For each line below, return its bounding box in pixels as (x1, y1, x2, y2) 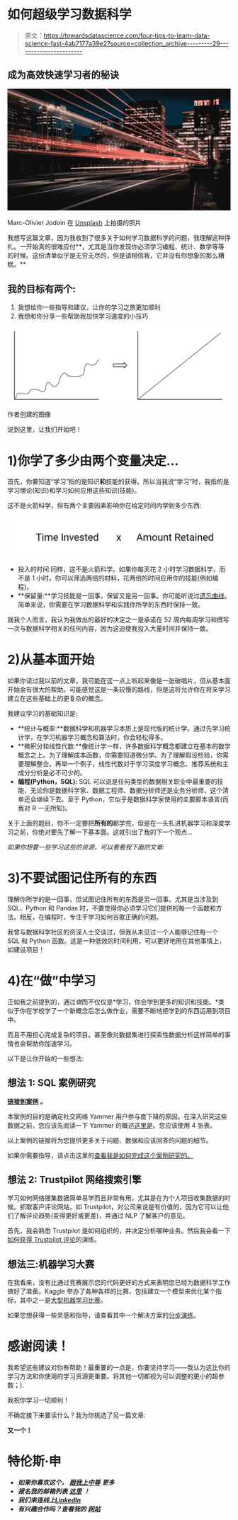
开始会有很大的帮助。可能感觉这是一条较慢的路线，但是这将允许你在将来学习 (7, 685, 231, 694)
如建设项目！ (7, 945, 45, 954)
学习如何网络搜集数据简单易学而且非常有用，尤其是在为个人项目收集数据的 (7, 1194, 225, 1202)
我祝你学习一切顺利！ (7, 1396, 69, 1405)
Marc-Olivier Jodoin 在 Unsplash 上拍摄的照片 (7, 219, 142, 227)
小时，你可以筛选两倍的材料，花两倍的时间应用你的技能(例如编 (36, 573, 219, 582)
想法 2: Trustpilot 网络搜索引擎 (7, 1173, 142, 1186)
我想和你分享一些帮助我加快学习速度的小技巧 (17, 312, 149, 321)
